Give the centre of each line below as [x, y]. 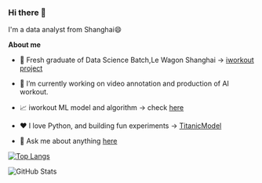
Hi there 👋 [27, 13]
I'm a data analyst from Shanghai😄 [65, 30]
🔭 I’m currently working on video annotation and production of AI [124, 84]
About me [25, 45]
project [31, 68]
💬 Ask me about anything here [68, 141]
